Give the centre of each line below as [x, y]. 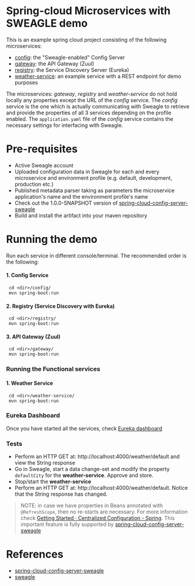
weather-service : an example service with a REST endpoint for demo [98, 76]
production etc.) [34, 184]
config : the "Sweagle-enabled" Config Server [70, 57]
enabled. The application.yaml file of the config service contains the [90, 118]
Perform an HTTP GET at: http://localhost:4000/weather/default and [97, 457]
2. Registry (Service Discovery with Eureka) [60, 306]
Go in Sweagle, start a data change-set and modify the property [92, 469]
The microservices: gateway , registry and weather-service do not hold [92, 94]
